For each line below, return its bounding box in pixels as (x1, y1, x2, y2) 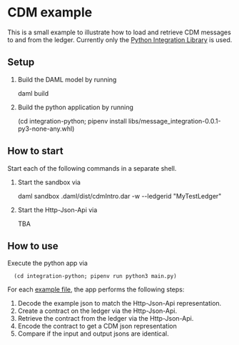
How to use (7, 240, 59, 252)
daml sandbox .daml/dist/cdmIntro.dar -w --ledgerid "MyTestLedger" (17, 191, 222, 200)
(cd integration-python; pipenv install (17, 116, 127, 125)
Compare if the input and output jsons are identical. (17, 329, 169, 338)
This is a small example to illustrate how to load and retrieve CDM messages (7, 28, 232, 36)
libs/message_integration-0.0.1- (128, 116, 221, 125)
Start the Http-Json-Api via (17, 205, 98, 214)
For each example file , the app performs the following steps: (7, 285, 185, 294)
